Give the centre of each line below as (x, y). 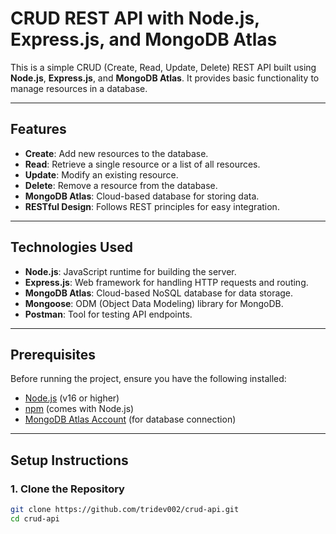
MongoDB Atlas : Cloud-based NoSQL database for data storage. (159, 293)
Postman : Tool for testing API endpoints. (108, 314)
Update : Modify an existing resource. (101, 174)
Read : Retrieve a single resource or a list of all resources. (142, 164)
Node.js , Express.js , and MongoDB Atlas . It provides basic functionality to (165, 78)
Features (38, 129)
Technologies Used (71, 247)
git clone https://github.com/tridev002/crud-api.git (125, 510)
